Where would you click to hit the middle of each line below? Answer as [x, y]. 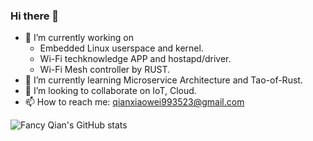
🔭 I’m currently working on [79, 38]
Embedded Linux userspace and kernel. [121, 48]
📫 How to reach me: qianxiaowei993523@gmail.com [134, 102]
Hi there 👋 [35, 16]
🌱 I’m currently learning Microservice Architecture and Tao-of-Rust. [163, 80]
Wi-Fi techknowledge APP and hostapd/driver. [135, 59]
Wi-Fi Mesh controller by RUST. [105, 70]
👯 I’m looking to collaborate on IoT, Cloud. [110, 91]
